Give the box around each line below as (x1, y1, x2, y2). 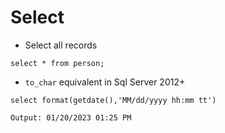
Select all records (24, 39, 98, 51)
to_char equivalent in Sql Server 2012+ (24, 76, 186, 88)
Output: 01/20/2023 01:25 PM (10, 112, 132, 123)
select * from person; (10, 58, 105, 68)
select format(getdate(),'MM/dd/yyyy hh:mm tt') (10, 95, 217, 105)
